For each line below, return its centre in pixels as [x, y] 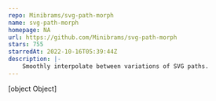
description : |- [35, 60]
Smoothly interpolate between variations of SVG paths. [116, 67]
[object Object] [33, 88]
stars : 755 [26, 45]
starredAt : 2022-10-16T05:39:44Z [63, 52]
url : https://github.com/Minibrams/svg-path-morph [93, 37]
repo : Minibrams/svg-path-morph [61, 15]
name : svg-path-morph [44, 23]
